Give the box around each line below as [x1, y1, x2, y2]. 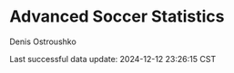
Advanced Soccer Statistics [9, 6, 225, 27]
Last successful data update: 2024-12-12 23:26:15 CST [9, 53, 217, 64]
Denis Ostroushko [9, 36, 77, 47]
